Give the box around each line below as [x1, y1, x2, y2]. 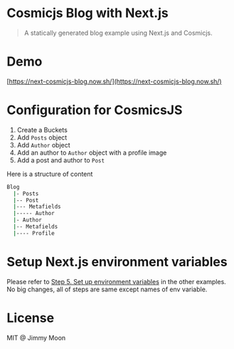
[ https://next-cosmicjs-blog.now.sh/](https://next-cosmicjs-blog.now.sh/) [6, 77, 222, 85]
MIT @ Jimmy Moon [6, 333, 66, 342]
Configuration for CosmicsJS [6, 102, 183, 118]
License [6, 310, 55, 325]
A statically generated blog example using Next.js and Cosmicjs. [23, 28, 213, 37]
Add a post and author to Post [16, 155, 105, 165]
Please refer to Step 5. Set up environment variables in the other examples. [6, 277, 227, 286]
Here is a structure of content [6, 170, 93, 178]
